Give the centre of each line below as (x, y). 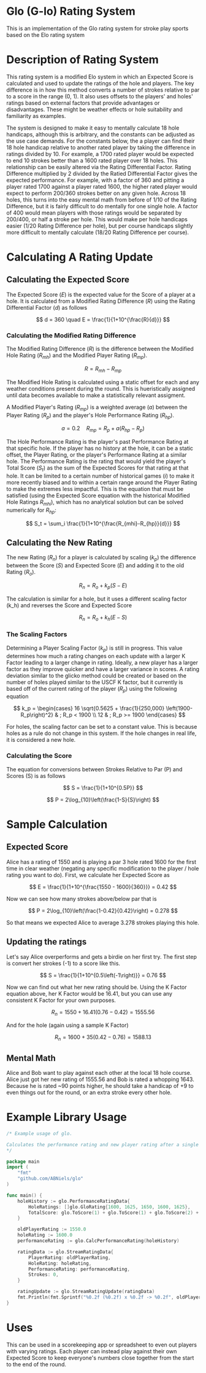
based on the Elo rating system (45, 34)
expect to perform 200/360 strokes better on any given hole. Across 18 (96, 193)
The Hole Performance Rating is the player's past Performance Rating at (97, 442)
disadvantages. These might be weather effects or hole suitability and (94, 109)
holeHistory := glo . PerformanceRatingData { (74, 1201)
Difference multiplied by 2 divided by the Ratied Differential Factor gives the (102, 173)
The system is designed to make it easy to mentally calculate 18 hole (93, 128)
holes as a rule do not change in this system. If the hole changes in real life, (101, 733)
